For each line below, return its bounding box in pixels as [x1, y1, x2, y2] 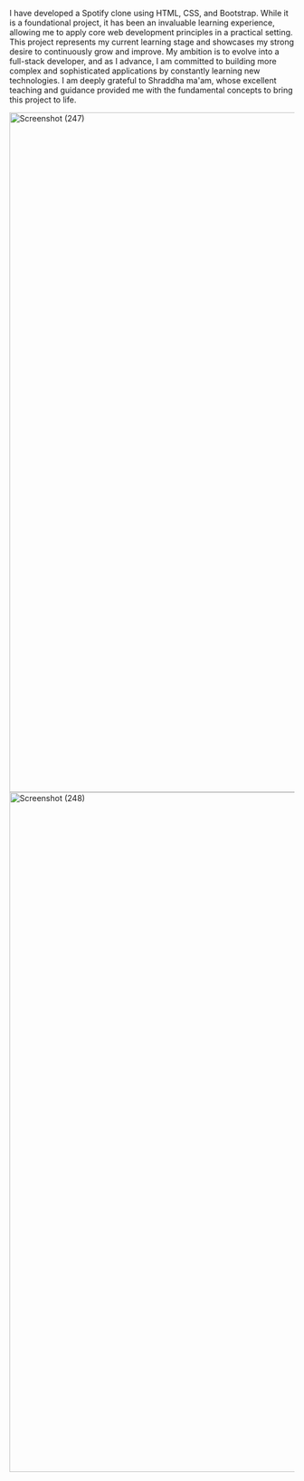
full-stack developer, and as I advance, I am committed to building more [9, 56, 278, 66]
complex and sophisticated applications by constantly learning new [9, 65, 261, 76]
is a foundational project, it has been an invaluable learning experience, [9, 17, 276, 28]
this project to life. [9, 94, 77, 105]
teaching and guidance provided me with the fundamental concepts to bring [9, 85, 293, 95]
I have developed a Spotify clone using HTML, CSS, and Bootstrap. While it [9, 8, 290, 18]
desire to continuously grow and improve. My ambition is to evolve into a [9, 46, 280, 57]
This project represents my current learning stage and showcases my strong [9, 36, 295, 47]
